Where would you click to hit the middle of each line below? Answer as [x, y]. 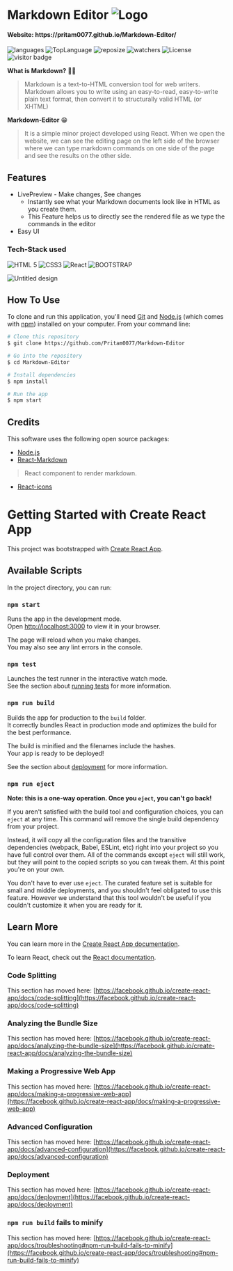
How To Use [34, 300]
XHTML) [36, 106]
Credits [24, 422]
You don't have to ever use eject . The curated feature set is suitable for [110, 883]
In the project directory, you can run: [59, 587]
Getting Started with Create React [107, 515]
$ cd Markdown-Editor [39, 362]
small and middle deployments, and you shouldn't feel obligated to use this [114, 890]
